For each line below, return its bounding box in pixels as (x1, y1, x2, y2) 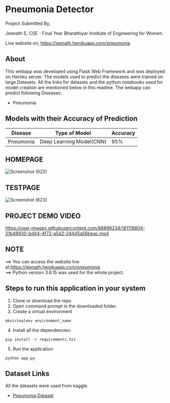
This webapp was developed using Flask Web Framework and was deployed (5, 68, 165, 74)
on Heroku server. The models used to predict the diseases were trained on (5, 74, 163, 80)
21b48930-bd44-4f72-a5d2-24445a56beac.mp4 (5, 230, 109, 237)
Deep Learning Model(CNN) (40, 138, 107, 145)
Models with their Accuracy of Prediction (5, 114, 138, 123)
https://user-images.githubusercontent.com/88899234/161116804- (5, 225, 146, 231)
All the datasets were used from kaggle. (5, 383, 89, 389)
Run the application (12, 346, 53, 352)
